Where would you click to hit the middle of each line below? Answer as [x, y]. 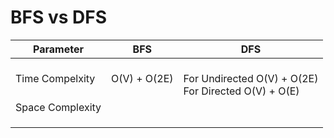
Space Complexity [58, 107]
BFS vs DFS [59, 17]
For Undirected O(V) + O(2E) [251, 78]
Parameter [58, 49]
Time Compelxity [55, 78]
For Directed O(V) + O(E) [241, 91]
